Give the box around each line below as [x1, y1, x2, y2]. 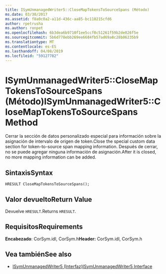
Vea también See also [5, 250, 72, 259]
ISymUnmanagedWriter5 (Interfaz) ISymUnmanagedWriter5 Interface [12, 263, 153, 269]
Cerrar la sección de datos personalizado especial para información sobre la [5, 133, 162, 139]
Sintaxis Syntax [5, 168, 53, 177]
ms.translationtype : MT [5, 40, 55, 45]
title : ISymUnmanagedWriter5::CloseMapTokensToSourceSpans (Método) [5, 7, 150, 12]
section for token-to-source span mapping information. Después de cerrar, [5, 144, 158, 150]
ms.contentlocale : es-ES [5, 44, 56, 49]
